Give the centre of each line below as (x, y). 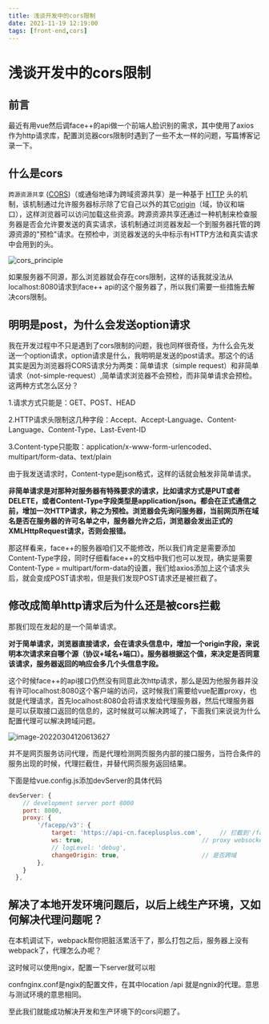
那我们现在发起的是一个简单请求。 (64, 626)
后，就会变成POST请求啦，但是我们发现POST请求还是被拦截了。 (115, 578)
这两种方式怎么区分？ (43, 385)
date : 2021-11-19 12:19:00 (53, 23)
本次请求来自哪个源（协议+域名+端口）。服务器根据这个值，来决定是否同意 (137, 654)
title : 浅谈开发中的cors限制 (52, 16)
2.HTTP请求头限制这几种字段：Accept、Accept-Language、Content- (123, 419)
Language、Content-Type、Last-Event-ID (77, 429)
